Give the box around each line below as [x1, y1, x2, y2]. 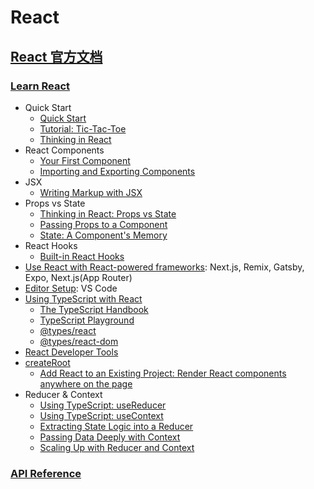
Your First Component [39, 154, 131, 166]
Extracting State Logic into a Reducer [39, 420, 194, 432]
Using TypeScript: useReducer [39, 399, 167, 411]
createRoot [24, 356, 71, 368]
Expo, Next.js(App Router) [24, 271, 133, 283]
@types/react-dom [39, 335, 119, 347]
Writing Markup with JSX [39, 186, 143, 198]
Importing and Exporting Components [39, 165, 196, 177]
